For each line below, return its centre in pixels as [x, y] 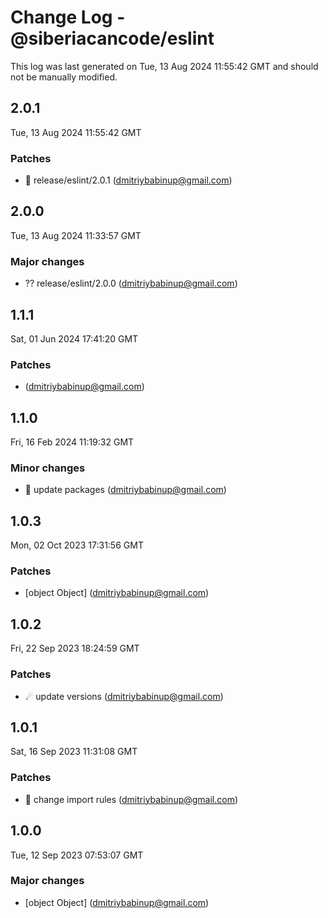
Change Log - [68, 17]
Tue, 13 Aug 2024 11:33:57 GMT [76, 235]
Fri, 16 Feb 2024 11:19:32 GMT [72, 442]
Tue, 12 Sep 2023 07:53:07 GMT [77, 855]
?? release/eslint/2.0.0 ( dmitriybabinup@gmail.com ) [131, 283]
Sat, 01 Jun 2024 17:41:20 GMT [74, 338]
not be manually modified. [64, 77]
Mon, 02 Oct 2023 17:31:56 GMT [77, 545]
